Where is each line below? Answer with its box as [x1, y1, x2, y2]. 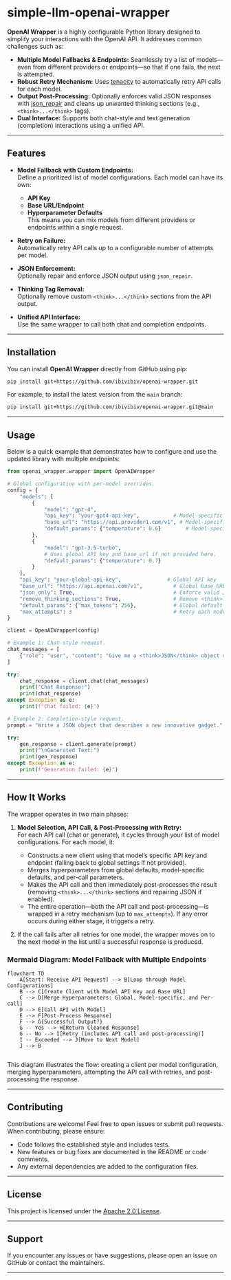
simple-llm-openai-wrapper [7, 5, 170, 21]
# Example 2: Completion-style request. [7, 715, 125, 722]
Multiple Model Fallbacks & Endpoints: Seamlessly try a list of [16, 55, 195, 63]
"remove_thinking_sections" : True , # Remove [19, 595, 198, 602]
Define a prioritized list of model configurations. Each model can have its [16, 173, 223, 181]
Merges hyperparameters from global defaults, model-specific [27, 865, 205, 874]
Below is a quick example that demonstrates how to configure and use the [7, 448, 217, 456]
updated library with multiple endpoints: [7, 455, 120, 463]
